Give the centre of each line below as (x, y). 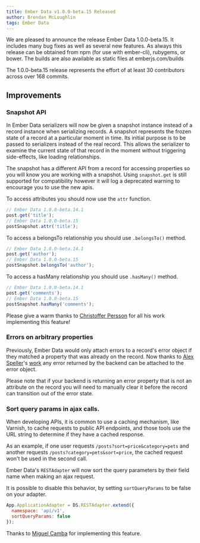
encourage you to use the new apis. (50, 188)
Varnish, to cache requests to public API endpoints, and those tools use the (98, 428)
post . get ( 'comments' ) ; (34, 293)
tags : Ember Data (28, 23)
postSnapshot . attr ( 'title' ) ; (42, 226)
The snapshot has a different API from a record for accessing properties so (98, 168)
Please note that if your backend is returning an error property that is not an (99, 380)
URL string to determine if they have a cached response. (75, 435)
